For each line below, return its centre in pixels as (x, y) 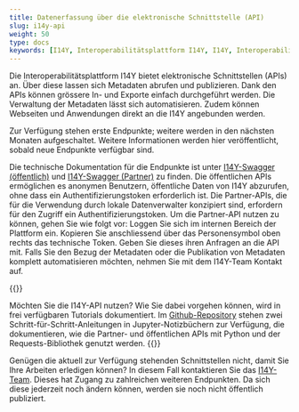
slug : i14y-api (37, 26)
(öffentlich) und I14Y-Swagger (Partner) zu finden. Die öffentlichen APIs (141, 177)
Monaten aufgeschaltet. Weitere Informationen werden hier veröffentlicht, (144, 141)
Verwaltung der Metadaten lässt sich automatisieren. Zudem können (134, 104)
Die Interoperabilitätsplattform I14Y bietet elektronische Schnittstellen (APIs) (148, 76)
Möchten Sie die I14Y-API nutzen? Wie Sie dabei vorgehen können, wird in (145, 306)
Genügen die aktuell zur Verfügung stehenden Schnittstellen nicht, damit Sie (149, 360)
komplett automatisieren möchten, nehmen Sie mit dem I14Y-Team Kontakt (146, 262)
